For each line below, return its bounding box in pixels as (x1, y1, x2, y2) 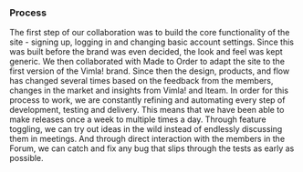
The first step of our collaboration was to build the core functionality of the (9, 27, 290, 38)
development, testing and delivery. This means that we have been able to (9, 105, 285, 116)
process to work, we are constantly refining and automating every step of (9, 95, 286, 106)
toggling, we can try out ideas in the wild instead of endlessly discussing (9, 124, 283, 135)
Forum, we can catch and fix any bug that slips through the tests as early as (9, 143, 295, 154)
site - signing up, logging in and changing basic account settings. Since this (9, 36, 295, 47)
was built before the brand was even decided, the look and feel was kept (9, 46, 283, 57)
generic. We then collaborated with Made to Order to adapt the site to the (9, 56, 286, 67)
